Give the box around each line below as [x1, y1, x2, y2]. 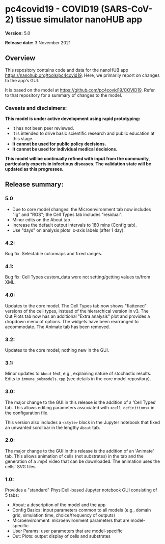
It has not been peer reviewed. [12, 125, 75, 131]
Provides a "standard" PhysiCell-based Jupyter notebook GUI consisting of [5, 487, 157, 493]
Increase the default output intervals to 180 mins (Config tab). [12, 222, 137, 228]
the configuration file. [5, 410, 49, 416]
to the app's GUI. [5, 77, 39, 83]
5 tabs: [5, 492, 19, 498]
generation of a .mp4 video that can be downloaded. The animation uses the [5, 458, 160, 464]
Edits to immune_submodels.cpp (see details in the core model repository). [5, 376, 151, 382]
